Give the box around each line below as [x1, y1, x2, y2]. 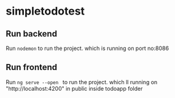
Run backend [6, 29, 58, 39]
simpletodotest [6, 4, 85, 18]
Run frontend [6, 62, 58, 72]
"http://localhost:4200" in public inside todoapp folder [6, 85, 143, 92]
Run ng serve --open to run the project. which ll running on [6, 78, 158, 86]
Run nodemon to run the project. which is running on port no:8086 [6, 44, 169, 52]
